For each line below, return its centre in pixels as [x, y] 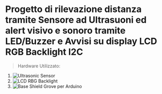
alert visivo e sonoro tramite [65, 31]
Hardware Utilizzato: [39, 66]
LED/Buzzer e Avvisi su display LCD [81, 41]
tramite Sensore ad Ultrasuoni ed [76, 20]
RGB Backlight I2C [44, 52]
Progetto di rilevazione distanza [73, 9]
